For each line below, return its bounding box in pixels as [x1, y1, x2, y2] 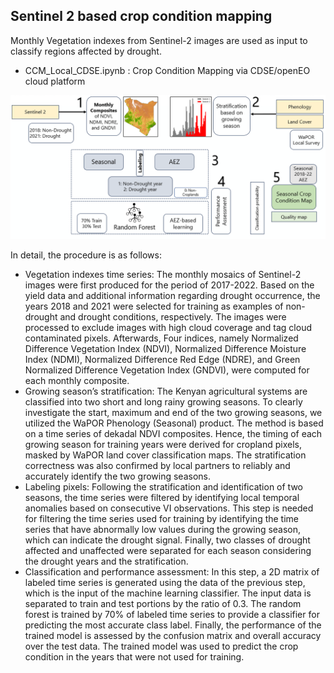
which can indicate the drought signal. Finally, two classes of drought [24, 534, 311, 546]
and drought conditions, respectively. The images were [59, 311, 287, 323]
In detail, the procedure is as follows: [10, 249, 162, 261]
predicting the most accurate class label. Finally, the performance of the [24, 619, 322, 631]
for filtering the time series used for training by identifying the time [24, 513, 300, 525]
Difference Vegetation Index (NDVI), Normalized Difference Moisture [24, 343, 307, 355]
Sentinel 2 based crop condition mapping [10, 8, 273, 25]
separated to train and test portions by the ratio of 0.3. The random [24, 598, 302, 610]
